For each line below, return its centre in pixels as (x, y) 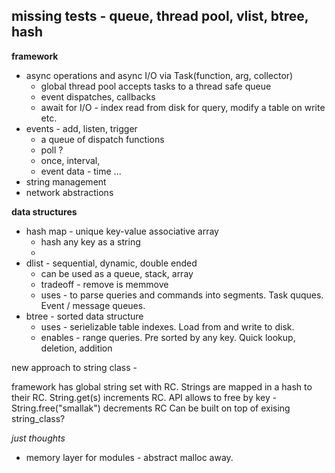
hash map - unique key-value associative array (122, 231)
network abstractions (69, 192)
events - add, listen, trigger (81, 128)
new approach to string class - (74, 367)
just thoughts (38, 438)
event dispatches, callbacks (98, 96)
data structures (44, 211)
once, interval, (70, 160)
